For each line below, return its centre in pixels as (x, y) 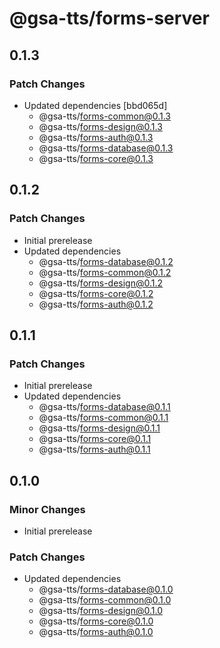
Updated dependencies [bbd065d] (95, 105)
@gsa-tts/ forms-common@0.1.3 (105, 116)
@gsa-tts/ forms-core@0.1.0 (96, 621)
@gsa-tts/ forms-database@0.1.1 (104, 407)
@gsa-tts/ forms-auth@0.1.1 (94, 449)
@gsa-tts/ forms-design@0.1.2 (101, 283)
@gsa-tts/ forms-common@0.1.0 (105, 600)
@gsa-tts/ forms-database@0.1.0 (106, 589)
